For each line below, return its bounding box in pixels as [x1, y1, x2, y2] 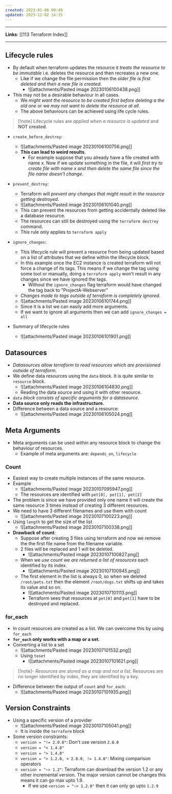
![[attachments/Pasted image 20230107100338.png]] [20, 524, 133, 530]
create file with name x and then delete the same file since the [28, 165, 160, 172]
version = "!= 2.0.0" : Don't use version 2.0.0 [20, 739, 119, 745]
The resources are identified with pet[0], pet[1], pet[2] [20, 491, 142, 497]
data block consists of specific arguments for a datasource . [12, 395, 139, 401]
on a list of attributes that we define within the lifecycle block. [20, 254, 150, 261]
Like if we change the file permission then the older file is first [20, 76, 151, 82]
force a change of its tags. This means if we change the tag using [20, 265, 159, 271]
